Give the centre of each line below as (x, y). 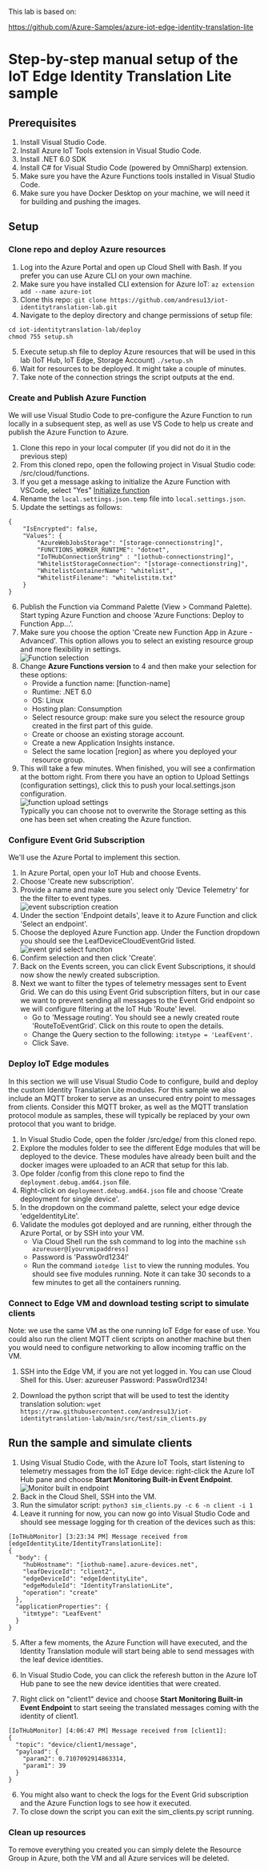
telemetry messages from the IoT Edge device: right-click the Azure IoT (138, 1471)
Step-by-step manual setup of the (123, 60)
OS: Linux (48, 700)
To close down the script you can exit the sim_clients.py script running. (137, 1811)
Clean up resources (47, 1832)
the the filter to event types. (66, 899)
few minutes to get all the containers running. (106, 1282)
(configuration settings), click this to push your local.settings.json (128, 785)
